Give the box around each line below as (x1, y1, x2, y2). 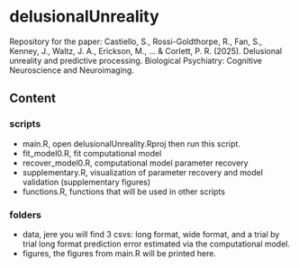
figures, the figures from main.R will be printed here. (22, 247, 216, 258)
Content (9, 91, 57, 106)
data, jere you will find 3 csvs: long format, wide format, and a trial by (22, 228, 280, 239)
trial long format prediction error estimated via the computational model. (22, 238, 291, 249)
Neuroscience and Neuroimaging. (9, 65, 135, 76)
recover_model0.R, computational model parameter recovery (22, 157, 249, 168)
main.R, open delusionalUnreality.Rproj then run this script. (22, 138, 241, 149)
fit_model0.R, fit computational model (22, 147, 162, 158)
